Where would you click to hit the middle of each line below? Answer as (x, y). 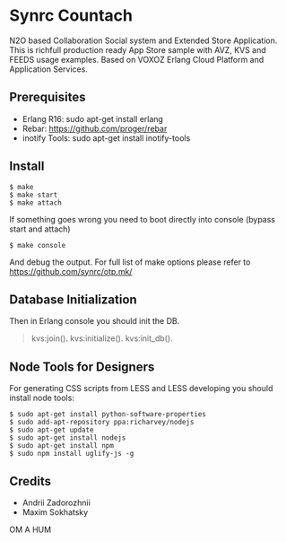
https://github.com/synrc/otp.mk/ (71, 271)
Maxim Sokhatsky (55, 512)
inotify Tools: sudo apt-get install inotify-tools (106, 138)
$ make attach (36, 203)
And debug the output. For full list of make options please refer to (130, 262)
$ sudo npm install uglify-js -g (72, 454)
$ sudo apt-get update (52, 430)
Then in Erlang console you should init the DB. (95, 321)
